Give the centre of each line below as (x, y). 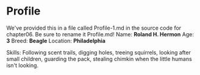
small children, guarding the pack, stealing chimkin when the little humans (99, 59)
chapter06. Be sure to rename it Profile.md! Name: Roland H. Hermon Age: (100, 34)
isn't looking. (22, 65)
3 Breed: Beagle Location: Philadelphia (56, 41)
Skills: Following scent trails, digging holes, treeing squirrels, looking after (98, 52)
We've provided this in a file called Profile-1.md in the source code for (94, 28)
